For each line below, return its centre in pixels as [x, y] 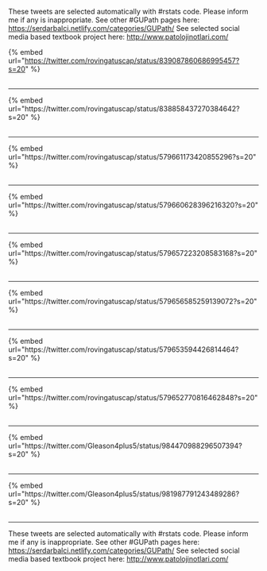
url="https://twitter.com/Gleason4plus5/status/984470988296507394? [125, 446]
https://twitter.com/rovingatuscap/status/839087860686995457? [132, 60]
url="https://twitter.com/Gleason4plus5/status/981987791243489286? [124, 494]
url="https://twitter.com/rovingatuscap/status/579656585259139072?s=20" [133, 301]
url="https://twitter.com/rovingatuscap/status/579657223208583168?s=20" [133, 253]
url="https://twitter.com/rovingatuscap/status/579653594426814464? [124, 349]
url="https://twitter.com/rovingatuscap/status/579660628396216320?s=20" [133, 205]
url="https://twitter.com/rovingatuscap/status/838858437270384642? [124, 109]
